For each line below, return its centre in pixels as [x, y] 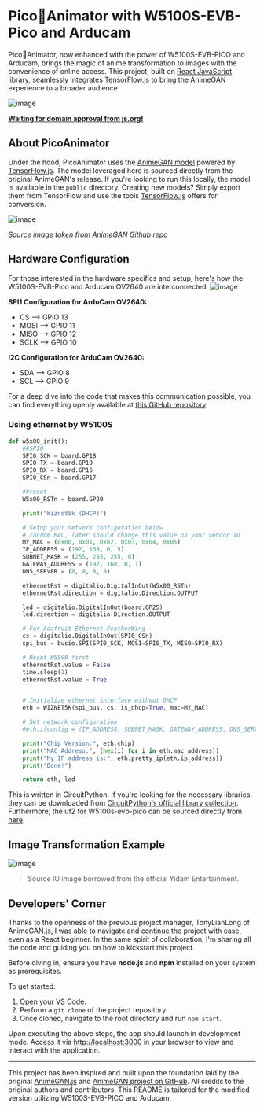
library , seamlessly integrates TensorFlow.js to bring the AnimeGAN [117, 79]
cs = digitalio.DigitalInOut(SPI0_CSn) [88, 636]
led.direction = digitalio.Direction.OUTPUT [96, 614]
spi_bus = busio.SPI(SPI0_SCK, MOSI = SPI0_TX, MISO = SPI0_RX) [123, 644]
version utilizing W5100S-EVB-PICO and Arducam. [90, 1097]
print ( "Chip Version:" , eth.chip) [79, 743]
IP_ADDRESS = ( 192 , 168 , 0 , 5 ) [73, 550]
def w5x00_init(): [38, 441]
